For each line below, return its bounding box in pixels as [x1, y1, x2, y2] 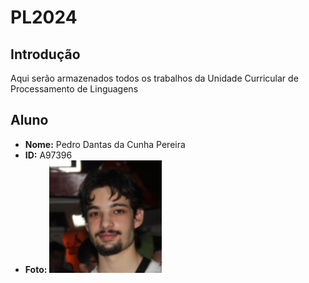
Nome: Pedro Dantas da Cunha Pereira [24, 138, 186, 150]
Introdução [10, 46, 81, 63]
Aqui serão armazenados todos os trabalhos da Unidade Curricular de [10, 72, 299, 84]
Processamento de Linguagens [10, 83, 139, 95]
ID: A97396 [24, 149, 73, 161]
